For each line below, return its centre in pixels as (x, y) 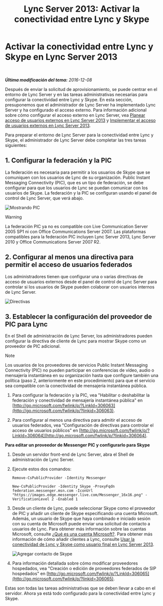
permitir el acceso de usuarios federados (69, 265)
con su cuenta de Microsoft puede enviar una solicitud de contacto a (81, 524)
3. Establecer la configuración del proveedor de (79, 316)
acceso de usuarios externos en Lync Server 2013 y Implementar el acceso (80, 120)
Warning (13, 217)
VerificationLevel (31, 499)
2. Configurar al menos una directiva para (69, 257)
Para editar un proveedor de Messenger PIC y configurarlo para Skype (77, 445)
